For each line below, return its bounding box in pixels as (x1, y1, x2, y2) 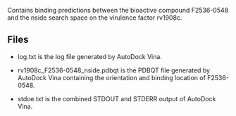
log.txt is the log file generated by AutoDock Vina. (17, 52, 162, 60)
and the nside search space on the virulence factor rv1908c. (7, 13, 182, 22)
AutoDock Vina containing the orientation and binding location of (17, 73, 206, 82)
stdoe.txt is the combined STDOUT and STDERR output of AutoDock (17, 94, 216, 103)
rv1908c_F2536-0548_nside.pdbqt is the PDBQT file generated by (17, 66, 210, 75)
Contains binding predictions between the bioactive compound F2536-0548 (7, 6, 229, 14)
